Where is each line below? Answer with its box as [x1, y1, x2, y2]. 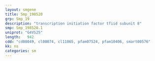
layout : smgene [5, 7, 36, 12]
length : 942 [5, 35, 34, 40]
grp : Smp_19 [5, 16, 30, 21]
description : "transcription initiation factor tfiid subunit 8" [5, 21, 142, 26]
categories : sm [5, 48, 36, 53]
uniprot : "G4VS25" [5, 30, 43, 35]
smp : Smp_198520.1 [5, 26, 43, 30]
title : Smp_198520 [5, 12, 43, 17]
